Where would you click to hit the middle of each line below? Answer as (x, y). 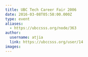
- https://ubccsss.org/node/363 (43, 28)
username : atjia (26, 38)
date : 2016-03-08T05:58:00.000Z (39, 14)
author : (13, 33)
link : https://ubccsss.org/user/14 (46, 42)
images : (13, 47)
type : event (17, 19)
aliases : (14, 24)
